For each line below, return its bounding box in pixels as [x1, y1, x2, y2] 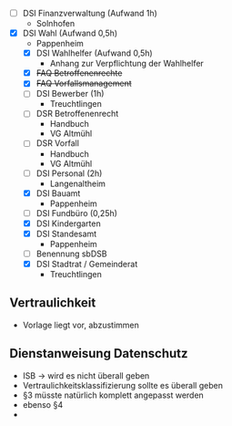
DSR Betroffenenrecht [35, 109, 119, 119]
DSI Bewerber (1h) [35, 88, 105, 99]
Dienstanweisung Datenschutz [9, 346, 188, 361]
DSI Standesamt [35, 228, 97, 239]
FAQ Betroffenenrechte [35, 68, 123, 78]
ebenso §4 [22, 399, 64, 410]
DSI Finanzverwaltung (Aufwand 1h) [22, 8, 157, 18]
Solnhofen [35, 18, 76, 29]
